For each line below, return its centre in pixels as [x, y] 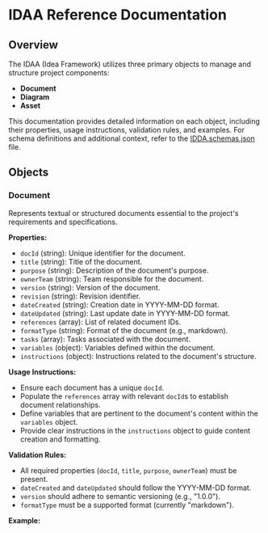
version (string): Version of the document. [90, 287]
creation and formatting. [60, 439]
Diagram [35, 97]
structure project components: [59, 73]
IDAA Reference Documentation [118, 15]
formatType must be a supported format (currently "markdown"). [127, 505]
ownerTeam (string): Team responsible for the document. [112, 279]
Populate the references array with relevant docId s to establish [124, 396]
